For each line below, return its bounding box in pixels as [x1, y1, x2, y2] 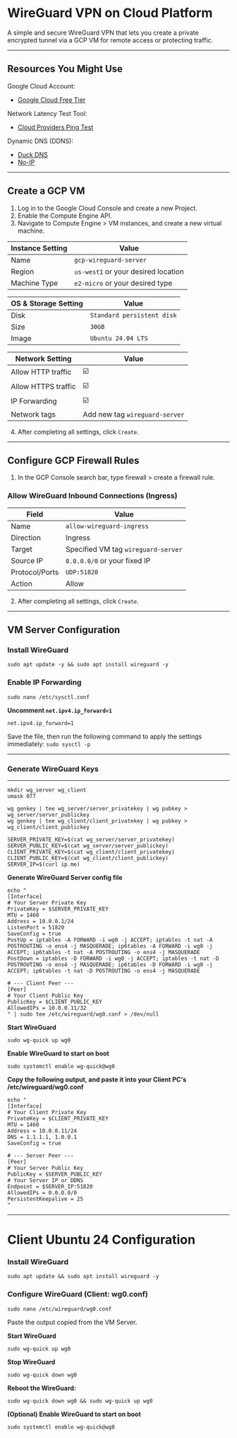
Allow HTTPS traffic [11, 382, 76, 392]
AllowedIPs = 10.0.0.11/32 [7, 1004, 87, 1011]
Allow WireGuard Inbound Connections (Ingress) [7, 491, 178, 501]
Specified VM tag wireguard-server [66, 544, 183, 554]
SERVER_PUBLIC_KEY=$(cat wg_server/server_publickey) [7, 842, 169, 850]
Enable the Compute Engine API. [17, 211, 113, 220]
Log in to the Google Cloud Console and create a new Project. [17, 204, 197, 212]
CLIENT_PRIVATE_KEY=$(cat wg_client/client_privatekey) [7, 848, 175, 855]
